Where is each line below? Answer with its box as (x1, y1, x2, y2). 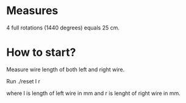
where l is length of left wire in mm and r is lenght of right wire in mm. (6, 90, 181, 97)
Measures (6, 4, 59, 18)
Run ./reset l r (6, 77, 41, 85)
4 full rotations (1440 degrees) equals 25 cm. (6, 24, 120, 31)
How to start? (6, 45, 76, 59)
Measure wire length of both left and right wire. (6, 66, 125, 73)
